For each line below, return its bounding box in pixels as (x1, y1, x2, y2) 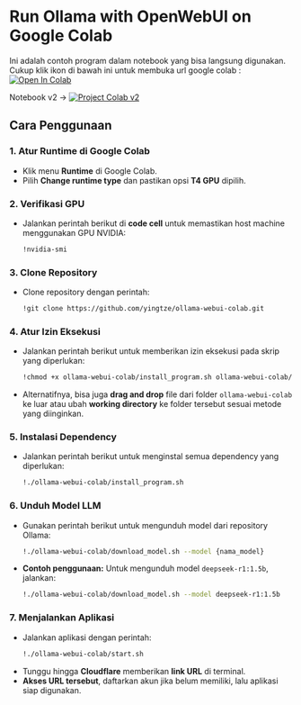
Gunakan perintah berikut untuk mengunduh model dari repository (22, 520, 268, 530)
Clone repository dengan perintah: (22, 286, 150, 298)
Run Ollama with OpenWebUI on (9, 6, 252, 27)
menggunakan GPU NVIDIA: (22, 227, 127, 238)
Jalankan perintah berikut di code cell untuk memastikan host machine (22, 218, 286, 229)
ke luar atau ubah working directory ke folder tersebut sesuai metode (22, 399, 282, 410)
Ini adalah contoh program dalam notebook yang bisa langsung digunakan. (9, 55, 286, 66)
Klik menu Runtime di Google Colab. (22, 165, 157, 176)
